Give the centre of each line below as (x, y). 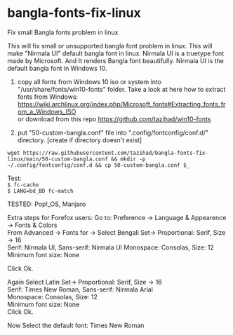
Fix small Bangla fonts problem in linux (63, 32)
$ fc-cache (23, 185)
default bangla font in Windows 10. (57, 68)
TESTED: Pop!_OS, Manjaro (47, 204)
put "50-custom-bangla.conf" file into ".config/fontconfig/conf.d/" (113, 132)
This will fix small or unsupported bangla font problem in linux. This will (110, 46)
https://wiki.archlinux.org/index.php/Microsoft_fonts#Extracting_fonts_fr (121, 104)
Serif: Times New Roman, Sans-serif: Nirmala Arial (80, 289)
